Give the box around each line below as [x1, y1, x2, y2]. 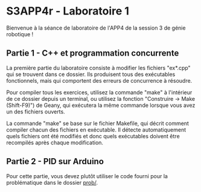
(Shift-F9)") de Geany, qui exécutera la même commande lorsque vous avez [6, 101, 196, 109]
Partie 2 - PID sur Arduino [6, 156, 104, 167]
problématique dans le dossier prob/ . [6, 179, 98, 186]
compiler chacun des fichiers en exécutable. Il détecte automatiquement [6, 126, 186, 133]
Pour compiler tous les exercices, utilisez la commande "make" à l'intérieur [6, 89, 193, 96]
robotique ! [6, 30, 34, 37]
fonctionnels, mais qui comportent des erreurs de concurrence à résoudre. [6, 77, 193, 84]
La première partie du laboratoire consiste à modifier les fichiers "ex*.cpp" [6, 64, 191, 71]
